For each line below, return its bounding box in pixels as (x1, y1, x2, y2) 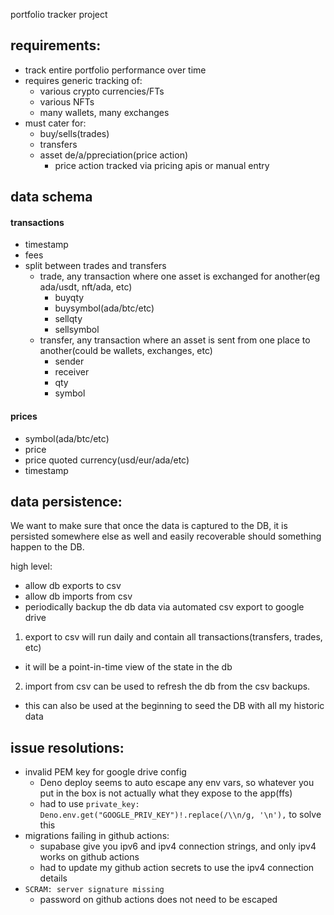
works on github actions (39, 851, 140, 863)
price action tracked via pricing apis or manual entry (54, 159, 270, 171)
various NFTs (39, 95, 95, 108)
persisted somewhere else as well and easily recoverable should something (10, 530, 322, 543)
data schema (10, 189, 93, 206)
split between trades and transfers (24, 260, 167, 272)
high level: (10, 560, 53, 573)
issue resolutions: (10, 739, 125, 756)
